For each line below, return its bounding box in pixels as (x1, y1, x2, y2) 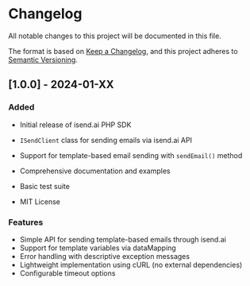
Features (8, 216, 44, 227)
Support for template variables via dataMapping (19, 243, 176, 253)
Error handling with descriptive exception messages (19, 251, 190, 261)
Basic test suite (19, 181, 70, 191)
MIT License (19, 196, 61, 207)
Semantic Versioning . (8, 55, 78, 64)
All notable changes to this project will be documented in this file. (8, 31, 222, 41)
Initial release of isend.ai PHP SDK (19, 120, 132, 129)
